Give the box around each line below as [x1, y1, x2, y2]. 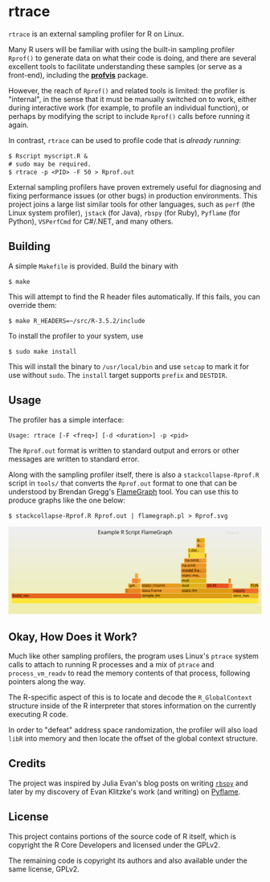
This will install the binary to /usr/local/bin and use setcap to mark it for [8, 361, 249, 371]
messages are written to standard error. [8, 453, 140, 464]
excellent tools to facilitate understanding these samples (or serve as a [8, 61, 243, 71]
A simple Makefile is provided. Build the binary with [8, 260, 178, 271]
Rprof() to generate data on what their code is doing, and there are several [8, 53, 257, 63]
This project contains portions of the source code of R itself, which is [8, 831, 237, 841]
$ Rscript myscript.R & [8, 152, 88, 160]
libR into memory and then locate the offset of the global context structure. [8, 734, 259, 744]
